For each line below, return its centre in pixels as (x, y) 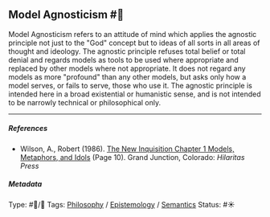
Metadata (25, 184)
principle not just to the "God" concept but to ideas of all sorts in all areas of (134, 43)
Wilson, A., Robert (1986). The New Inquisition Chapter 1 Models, (127, 149)
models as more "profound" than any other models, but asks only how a (127, 76)
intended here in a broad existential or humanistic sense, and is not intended (135, 94)
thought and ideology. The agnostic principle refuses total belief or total (127, 51)
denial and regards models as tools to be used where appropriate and (123, 59)
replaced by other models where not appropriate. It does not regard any (127, 68)
